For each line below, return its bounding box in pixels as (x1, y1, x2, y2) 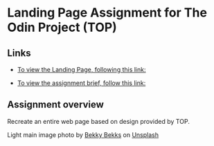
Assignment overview (7, 99, 104, 111)
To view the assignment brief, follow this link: (17, 79, 146, 87)
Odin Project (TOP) (7, 19, 118, 35)
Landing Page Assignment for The (7, 5, 208, 21)
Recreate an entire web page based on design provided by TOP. (7, 117, 190, 125)
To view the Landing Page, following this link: (17, 66, 146, 73)
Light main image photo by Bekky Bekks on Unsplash (7, 130, 159, 139)
